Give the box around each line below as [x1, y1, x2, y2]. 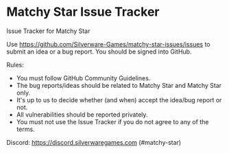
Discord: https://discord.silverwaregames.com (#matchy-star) [6, 138, 182, 146]
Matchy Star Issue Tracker [6, 4, 160, 20]
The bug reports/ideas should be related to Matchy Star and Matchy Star [16, 81, 222, 89]
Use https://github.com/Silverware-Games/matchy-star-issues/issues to [6, 40, 210, 48]
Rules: [6, 60, 25, 69]
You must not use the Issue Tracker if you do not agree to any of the [16, 117, 209, 126]
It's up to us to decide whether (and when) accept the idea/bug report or [16, 95, 222, 104]
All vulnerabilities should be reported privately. [16, 110, 148, 119]
